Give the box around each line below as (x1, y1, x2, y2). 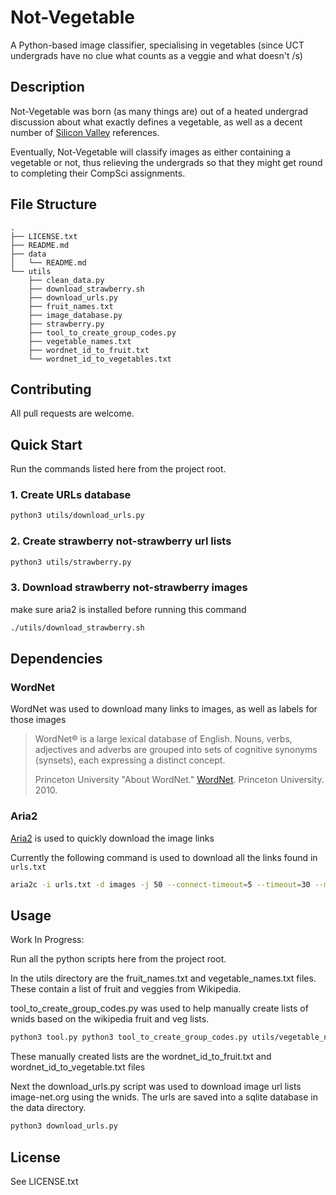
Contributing (10, 381, 92, 398)
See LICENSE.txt (10, 1175, 79, 1187)
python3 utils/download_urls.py (10, 511, 145, 521)
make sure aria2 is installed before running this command (10, 603, 247, 615)
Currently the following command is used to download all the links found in (10, 851, 318, 863)
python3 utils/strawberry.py (10, 557, 132, 567)
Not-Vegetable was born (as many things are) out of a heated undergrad (10, 105, 309, 117)
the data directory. (10, 1102, 87, 1114)
